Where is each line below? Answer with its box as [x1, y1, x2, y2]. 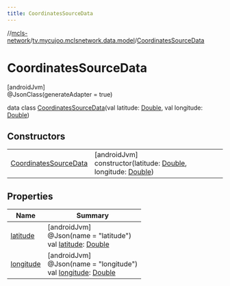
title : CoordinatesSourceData [7, 10, 94, 17]
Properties [7, 190, 53, 202]
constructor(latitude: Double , [94, 158, 187, 168]
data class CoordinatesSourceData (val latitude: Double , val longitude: [7, 104, 203, 112]
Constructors [7, 130, 66, 142]
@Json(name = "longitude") [47, 259, 138, 269]
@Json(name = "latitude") [47, 231, 132, 241]
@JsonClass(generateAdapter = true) [7, 90, 113, 98]
